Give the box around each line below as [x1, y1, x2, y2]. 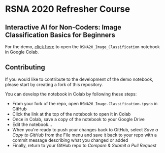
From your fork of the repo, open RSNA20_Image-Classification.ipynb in [12, 100, 158, 106]
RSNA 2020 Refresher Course [5, 3, 131, 15]
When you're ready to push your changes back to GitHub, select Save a [12, 126, 159, 132]
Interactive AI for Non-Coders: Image [5, 23, 122, 31]
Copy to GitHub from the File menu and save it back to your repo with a [12, 132, 157, 138]
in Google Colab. [5, 49, 39, 55]
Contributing [5, 63, 45, 72]
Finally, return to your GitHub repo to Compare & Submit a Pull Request [12, 142, 157, 148]
